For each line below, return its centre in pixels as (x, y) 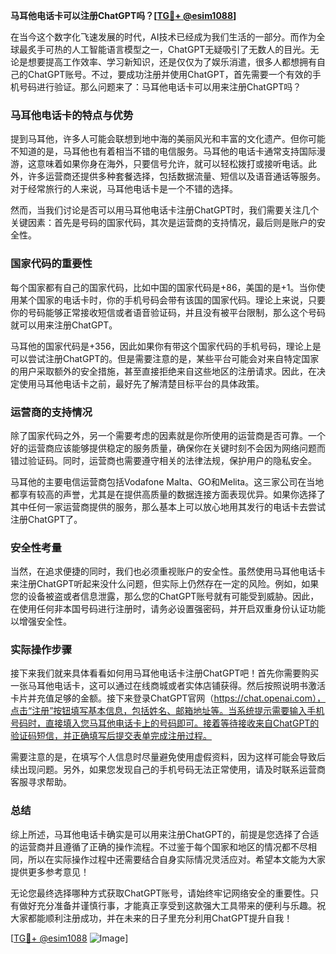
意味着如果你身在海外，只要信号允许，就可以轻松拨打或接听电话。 (172, 164)
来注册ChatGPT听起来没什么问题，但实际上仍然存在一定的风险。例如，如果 (165, 584)
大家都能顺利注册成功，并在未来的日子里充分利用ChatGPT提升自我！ (151, 918)
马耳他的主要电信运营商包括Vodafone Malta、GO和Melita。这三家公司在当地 (167, 481)
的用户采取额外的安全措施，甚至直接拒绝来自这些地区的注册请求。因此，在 (163, 371)
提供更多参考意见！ (50, 871)
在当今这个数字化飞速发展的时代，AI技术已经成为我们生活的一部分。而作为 (163, 37)
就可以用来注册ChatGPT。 (64, 325)
